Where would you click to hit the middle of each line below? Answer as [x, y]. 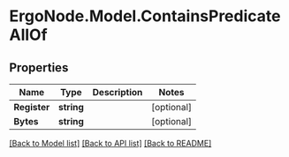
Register [32, 107]
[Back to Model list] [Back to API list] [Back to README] [110, 143]
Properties [39, 67]
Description [118, 92]
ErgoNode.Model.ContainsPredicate [145, 16]
